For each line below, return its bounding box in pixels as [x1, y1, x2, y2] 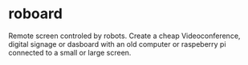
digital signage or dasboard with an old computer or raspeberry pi [8, 39, 226, 48]
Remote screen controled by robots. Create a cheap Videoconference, [8, 31, 241, 40]
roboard [8, 5, 63, 23]
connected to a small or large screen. [8, 48, 132, 57]
